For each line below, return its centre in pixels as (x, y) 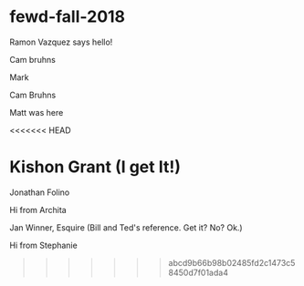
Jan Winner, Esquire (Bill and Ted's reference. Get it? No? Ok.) (126, 227)
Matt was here (37, 112)
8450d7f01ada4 (198, 272)
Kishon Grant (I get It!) (95, 167)
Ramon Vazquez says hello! (61, 42)
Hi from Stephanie (43, 245)
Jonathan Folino (40, 192)
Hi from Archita (38, 209)
